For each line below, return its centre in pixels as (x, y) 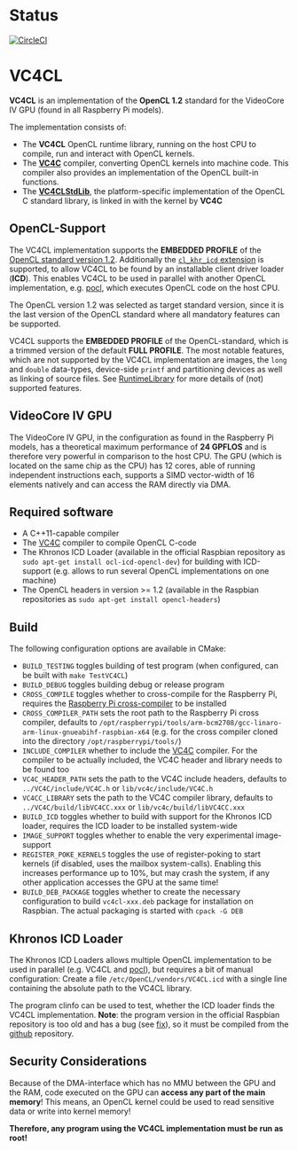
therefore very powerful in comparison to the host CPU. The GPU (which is (145, 456)
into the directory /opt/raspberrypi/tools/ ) (102, 741)
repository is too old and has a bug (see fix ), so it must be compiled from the (149, 1024)
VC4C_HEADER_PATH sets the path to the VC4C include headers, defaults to (154, 779)
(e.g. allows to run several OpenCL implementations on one (161, 571)
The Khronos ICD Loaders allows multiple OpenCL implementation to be (141, 959)
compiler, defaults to (59, 723)
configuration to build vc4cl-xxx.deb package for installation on (138, 902)
